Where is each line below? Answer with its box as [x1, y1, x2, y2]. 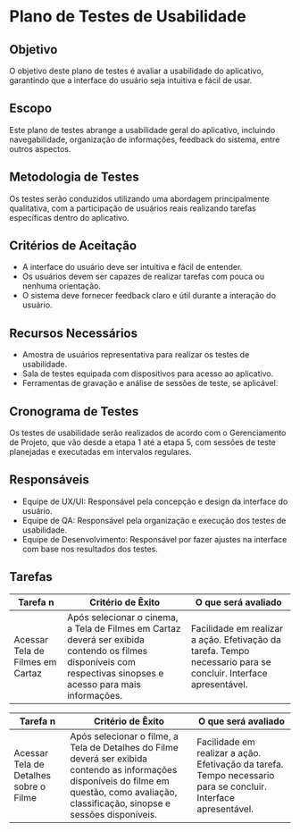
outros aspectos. [9, 143, 71, 154]
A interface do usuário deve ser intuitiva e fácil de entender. [21, 262, 243, 273]
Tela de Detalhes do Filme [70, 741, 179, 753]
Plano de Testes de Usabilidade [9, 6, 247, 27]
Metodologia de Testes [9, 170, 140, 185]
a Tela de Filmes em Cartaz [66, 622, 181, 635]
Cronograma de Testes [9, 404, 139, 419]
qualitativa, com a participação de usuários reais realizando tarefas [9, 203, 256, 214]
